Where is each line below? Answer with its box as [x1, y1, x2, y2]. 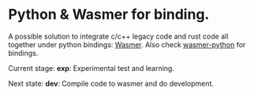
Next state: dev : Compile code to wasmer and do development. [8, 79, 215, 88]
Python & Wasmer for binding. [8, 6, 210, 24]
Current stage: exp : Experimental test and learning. [8, 63, 175, 72]
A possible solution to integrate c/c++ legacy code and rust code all [8, 31, 229, 41]
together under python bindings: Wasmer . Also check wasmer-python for [8, 39, 246, 49]
